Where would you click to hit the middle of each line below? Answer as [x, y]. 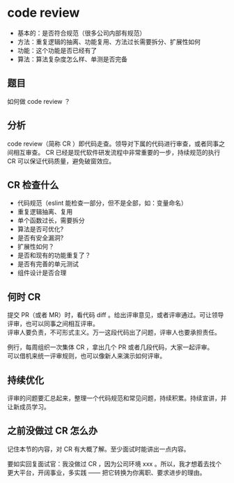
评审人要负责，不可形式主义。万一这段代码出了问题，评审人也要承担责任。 [114, 332]
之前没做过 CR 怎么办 [53, 431]
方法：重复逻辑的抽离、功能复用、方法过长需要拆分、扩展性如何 [109, 41]
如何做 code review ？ [39, 101]
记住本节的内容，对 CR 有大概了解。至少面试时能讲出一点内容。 [99, 449]
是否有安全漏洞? [40, 238]
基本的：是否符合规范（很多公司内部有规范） [81, 33]
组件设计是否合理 [42, 273]
